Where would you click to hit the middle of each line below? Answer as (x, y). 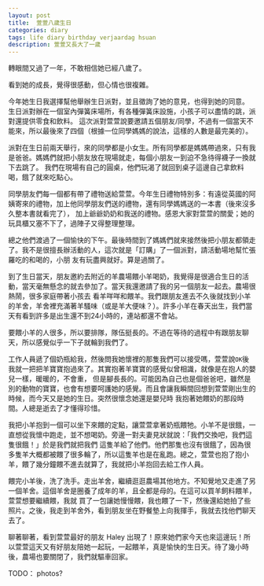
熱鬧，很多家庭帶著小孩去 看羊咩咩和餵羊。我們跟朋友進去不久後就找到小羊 (130, 297)
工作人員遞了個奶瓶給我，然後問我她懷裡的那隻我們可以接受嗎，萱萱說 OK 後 (129, 359)
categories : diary (38, 30)
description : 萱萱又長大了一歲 (55, 45)
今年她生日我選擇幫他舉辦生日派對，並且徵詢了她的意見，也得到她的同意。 (128, 101)
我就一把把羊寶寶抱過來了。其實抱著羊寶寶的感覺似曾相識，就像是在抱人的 (128, 369)
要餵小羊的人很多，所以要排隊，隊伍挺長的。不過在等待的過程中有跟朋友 (125, 333)
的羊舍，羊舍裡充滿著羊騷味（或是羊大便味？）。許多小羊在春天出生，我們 (127, 306)
